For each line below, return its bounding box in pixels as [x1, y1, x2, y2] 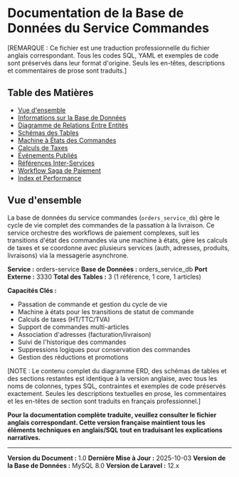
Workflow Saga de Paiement [17, 166, 102, 175]
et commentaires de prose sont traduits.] [7, 66, 127, 75]
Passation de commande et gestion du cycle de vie [17, 300, 168, 309]
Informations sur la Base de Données [17, 113, 127, 122]
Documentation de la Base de [7, 5, 184, 21]
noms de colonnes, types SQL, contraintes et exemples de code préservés [7, 382, 226, 390]
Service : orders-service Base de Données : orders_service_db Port [7, 264, 208, 273]
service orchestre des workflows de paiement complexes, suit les [7, 228, 200, 237]
